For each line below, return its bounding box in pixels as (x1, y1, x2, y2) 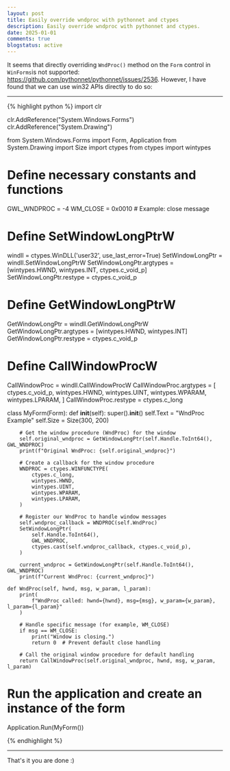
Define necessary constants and (7, 167, 196, 183)
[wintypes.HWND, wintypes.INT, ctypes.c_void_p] (7, 265, 147, 274)
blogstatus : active (7, 42, 63, 49)
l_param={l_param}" (7, 603, 63, 610)
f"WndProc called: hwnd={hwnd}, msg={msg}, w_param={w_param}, (31, 597, 216, 604)
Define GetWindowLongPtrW (7, 297, 176, 313)
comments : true (7, 36, 51, 42)
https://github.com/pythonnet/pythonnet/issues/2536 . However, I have (7, 75, 207, 83)
